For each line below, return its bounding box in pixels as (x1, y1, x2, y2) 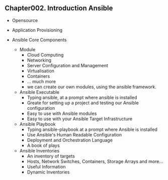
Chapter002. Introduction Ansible (5, 4, 113, 13)
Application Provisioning (12, 27, 63, 33)
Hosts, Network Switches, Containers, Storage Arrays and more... (27, 158, 163, 164)
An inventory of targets (27, 153, 75, 159)
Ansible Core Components (12, 37, 67, 43)
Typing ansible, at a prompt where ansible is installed (27, 94, 137, 100)
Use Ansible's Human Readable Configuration (27, 131, 122, 137)
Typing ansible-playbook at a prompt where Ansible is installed (27, 126, 158, 132)
